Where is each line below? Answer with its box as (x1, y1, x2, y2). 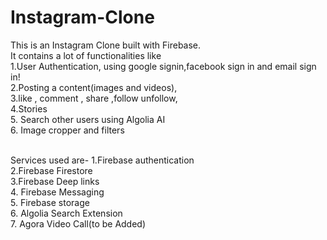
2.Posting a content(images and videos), (10, 81, 178, 93)
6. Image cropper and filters (10, 124, 125, 136)
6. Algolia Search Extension (10, 207, 123, 219)
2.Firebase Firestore (10, 164, 93, 176)
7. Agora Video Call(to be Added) (10, 217, 147, 230)
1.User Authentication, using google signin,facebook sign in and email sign (10, 60, 317, 72)
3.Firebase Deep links (10, 175, 100, 187)
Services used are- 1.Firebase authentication (10, 154, 195, 166)
